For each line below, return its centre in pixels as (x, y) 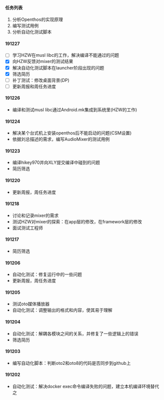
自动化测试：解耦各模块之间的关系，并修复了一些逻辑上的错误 (75, 333)
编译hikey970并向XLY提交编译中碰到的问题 (56, 163)
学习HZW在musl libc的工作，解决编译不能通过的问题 (66, 55)
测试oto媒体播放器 (31, 304)
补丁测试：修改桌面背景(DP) (41, 80)
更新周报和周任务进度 (34, 86)
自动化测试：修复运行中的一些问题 (47, 274)
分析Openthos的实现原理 (38, 19)
